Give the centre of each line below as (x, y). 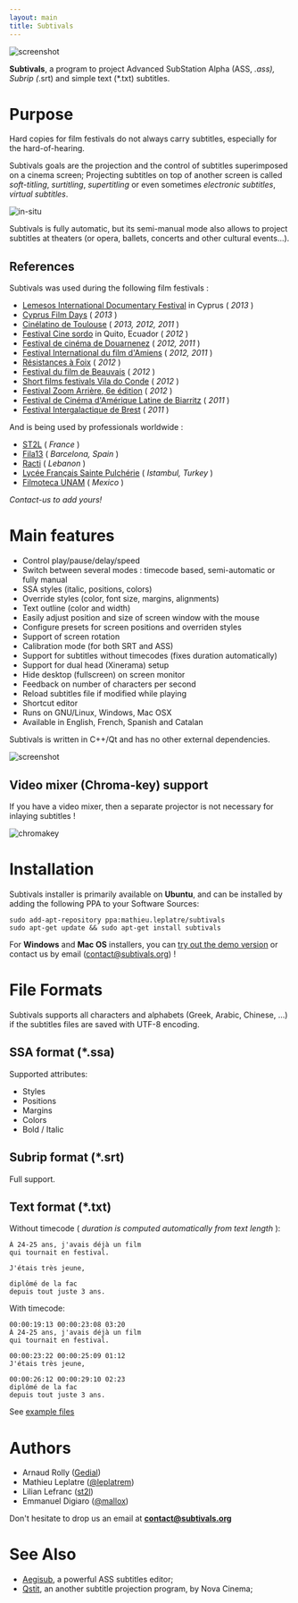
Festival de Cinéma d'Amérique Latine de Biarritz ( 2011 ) (126, 401)
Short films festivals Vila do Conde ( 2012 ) (101, 382)
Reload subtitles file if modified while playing (104, 694)
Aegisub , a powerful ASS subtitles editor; (98, 1580)
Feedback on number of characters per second (109, 684)
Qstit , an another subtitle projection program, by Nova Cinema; (137, 1589)
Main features (62, 536)
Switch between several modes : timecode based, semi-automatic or (149, 570)
